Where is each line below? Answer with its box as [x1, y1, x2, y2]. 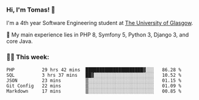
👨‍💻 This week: [6, 53, 50, 62]
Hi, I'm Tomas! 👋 [6, 5, 56, 14]
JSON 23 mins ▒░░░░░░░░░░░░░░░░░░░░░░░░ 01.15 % [6, 77, 182, 84]
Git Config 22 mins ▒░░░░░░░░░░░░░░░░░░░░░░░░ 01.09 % [6, 82, 182, 89]
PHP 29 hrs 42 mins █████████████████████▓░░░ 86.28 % [6, 66, 182, 73]
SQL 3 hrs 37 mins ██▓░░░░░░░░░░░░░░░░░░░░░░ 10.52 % [6, 72, 182, 78]
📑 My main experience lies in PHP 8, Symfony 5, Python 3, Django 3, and [6, 31, 189, 38]
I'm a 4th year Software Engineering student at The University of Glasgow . [6, 20, 194, 27]
